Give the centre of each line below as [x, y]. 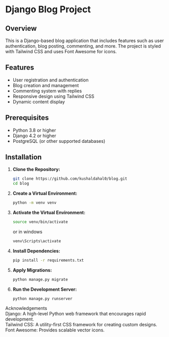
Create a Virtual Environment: [45, 194]
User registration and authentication [51, 80]
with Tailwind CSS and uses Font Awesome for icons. [61, 51]
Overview [21, 28]
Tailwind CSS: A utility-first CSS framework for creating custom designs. [81, 325]
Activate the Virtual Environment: [49, 213]
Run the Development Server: [45, 289]
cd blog [21, 184]
